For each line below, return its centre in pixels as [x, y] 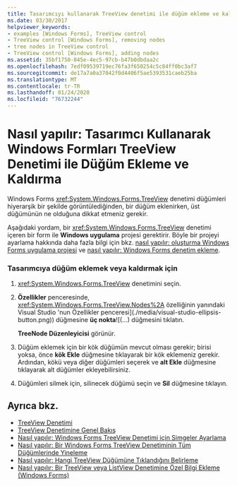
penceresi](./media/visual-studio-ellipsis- [161, 312]
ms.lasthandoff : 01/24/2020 [49, 93]
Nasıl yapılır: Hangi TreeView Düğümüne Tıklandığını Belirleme [108, 461]
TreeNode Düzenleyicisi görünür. [66, 333]
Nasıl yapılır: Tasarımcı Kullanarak [109, 134]
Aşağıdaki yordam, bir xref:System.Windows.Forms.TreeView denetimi [109, 227]
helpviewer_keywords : [39, 27]
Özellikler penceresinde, [54, 297]
